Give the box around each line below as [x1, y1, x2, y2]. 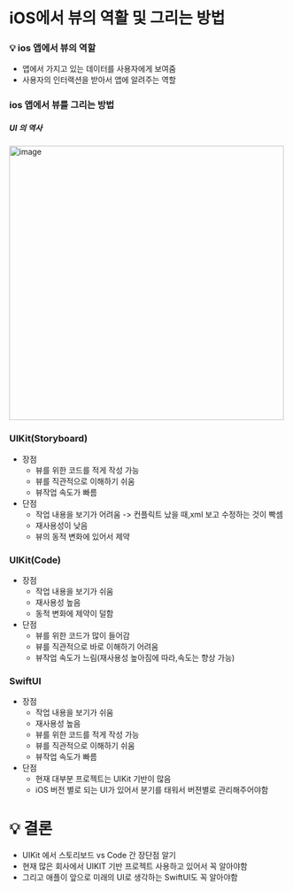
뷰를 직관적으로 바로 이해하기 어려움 [35, 641, 159, 651]
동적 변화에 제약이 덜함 [35, 608, 114, 618]
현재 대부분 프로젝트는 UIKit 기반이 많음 [35, 773, 172, 784]
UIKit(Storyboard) [9, 433, 89, 445]
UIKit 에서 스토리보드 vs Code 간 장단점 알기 [21, 850, 177, 861]
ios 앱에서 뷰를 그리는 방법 [9, 99, 115, 111]
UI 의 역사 [9, 123, 42, 133]
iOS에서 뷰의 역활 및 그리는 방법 [9, 8, 226, 28]
